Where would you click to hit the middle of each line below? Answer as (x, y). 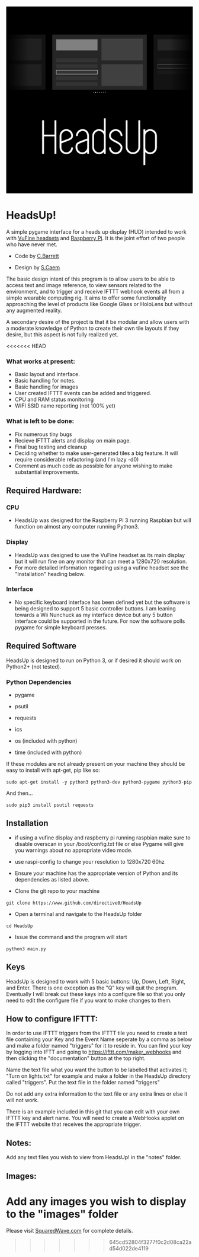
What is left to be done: (40, 421)
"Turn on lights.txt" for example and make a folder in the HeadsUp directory (99, 1076)
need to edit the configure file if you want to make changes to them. (89, 1000)
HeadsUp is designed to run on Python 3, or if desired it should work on (94, 660)
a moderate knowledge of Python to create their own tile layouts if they (93, 328)
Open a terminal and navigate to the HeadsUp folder (78, 914)
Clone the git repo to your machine (57, 891)
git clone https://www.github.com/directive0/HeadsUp (74, 903)
